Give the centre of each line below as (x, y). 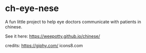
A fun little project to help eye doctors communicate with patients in (73, 22)
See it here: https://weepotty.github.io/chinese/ (52, 36)
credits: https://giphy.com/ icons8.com (44, 45)
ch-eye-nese (32, 8)
